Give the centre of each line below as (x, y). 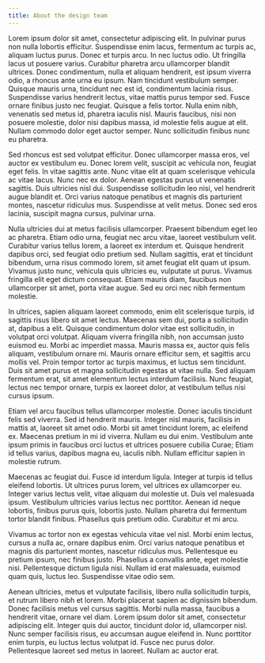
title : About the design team (58, 15)
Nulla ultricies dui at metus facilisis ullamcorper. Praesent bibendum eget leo (133, 229)
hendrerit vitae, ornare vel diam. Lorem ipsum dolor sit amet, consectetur (127, 617)
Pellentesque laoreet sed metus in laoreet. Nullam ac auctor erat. (114, 650)
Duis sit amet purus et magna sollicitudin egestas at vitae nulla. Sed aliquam (132, 370)
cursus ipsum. (31, 395)
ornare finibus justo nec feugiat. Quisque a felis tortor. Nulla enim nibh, (123, 105)
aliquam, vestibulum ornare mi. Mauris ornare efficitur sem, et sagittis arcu (129, 353)
